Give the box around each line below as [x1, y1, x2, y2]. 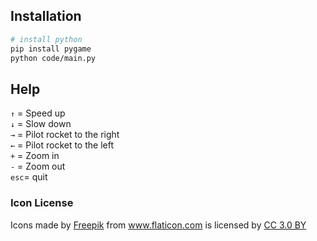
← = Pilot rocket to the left [10, 139, 114, 151]
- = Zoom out [10, 160, 66, 173]
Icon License [10, 196, 74, 210]
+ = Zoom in [10, 150, 60, 162]
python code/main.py [10, 53, 97, 63]
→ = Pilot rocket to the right [10, 129, 120, 141]
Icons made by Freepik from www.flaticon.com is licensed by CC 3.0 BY [10, 219, 307, 231]
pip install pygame [10, 44, 92, 54]
